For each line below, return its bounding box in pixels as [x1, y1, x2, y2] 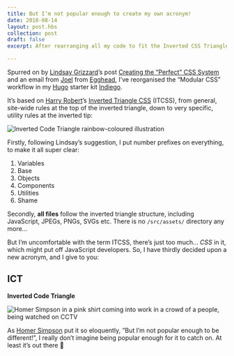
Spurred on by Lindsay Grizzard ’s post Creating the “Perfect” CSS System [7, 68, 219, 76]
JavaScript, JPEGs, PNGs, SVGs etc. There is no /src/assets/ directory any [7, 217, 225, 225]
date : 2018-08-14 [7, 17, 58, 24]
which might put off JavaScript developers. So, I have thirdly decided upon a [7, 246, 227, 253]
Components [17, 181, 55, 189]
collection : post [7, 29, 58, 37]
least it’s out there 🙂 [7, 341, 64, 349]
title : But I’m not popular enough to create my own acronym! [7, 10, 192, 17]
